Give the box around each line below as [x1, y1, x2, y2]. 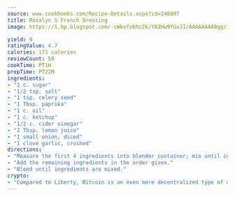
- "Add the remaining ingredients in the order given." [7, 159, 173, 166]
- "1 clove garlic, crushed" [7, 140, 92, 147]
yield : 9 [7, 36, 33, 43]
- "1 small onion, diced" [7, 133, 83, 140]
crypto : [7, 172, 30, 179]
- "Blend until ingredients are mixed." [7, 166, 127, 173]
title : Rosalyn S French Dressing [7, 17, 108, 24]
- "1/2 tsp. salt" [7, 88, 61, 95]
